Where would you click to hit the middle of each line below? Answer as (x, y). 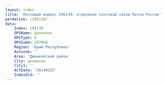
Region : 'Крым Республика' (42, 47)
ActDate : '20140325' (35, 70)
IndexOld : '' (28, 75)
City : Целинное (30, 61)
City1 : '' (24, 65)
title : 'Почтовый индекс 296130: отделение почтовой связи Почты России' (83, 14)
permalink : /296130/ (27, 19)
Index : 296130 (29, 28)
